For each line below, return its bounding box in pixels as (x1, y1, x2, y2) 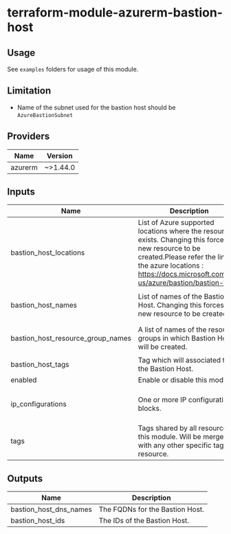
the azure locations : (137, 261, 204, 270)
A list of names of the (137, 325, 207, 334)
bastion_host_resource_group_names (10, 333, 132, 343)
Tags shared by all (137, 423, 197, 433)
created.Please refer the (137, 253, 217, 262)
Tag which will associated (137, 356, 221, 365)
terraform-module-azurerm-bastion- (7, 5, 223, 21)
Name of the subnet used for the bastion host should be (16, 103, 176, 111)
